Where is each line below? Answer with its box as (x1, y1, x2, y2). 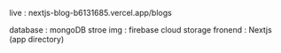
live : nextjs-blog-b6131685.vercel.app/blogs (9, 8, 173, 18)
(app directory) (9, 34, 65, 44)
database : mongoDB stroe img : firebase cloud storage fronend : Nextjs (9, 25, 272, 34)
